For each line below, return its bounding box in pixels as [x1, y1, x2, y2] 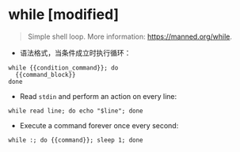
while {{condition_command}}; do [8, 63, 119, 72]
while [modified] [8, 6, 120, 24]
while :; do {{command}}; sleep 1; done [8, 136, 144, 144]
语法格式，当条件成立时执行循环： [19, 47, 131, 57]
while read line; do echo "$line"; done [8, 107, 144, 115]
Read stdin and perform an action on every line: [19, 91, 177, 101]
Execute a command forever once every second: [19, 120, 179, 130]
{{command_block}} [15, 70, 77, 78]
